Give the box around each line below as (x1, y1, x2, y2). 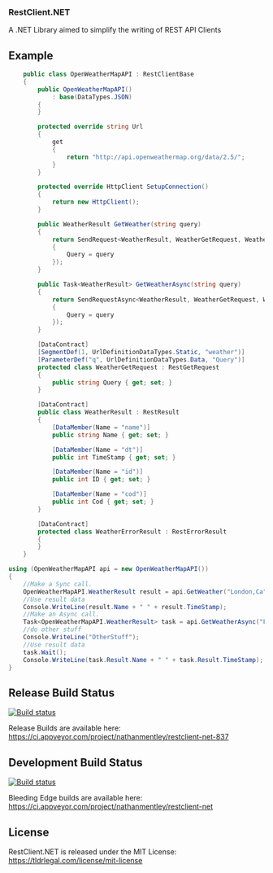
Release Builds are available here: (8, 723, 121, 733)
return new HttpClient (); (51, 198, 140, 206)
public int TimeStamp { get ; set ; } (51, 453, 176, 462)
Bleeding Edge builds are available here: (8, 793, 143, 803)
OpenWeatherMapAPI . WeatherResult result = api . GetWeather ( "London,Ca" (23, 587, 267, 596)
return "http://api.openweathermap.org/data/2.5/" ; (66, 153, 245, 161)
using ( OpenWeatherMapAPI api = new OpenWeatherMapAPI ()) (8, 565, 209, 573)
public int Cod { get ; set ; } (51, 498, 154, 507)
